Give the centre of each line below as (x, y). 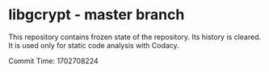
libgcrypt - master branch (97, 15)
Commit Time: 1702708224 (53, 61)
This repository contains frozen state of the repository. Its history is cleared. (134, 37)
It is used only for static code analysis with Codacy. (94, 45)
